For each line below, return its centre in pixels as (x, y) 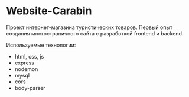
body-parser (30, 88)
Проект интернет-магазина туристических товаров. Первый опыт (89, 27)
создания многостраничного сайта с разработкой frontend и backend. (95, 33)
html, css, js (29, 56)
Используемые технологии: (41, 45)
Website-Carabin (49, 11)
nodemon (26, 69)
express (24, 63)
